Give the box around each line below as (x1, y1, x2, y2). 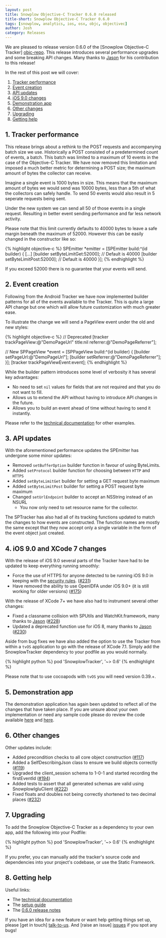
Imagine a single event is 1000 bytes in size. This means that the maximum (5, 179, 158, 185)
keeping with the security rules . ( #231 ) (12, 578, 91, 584)
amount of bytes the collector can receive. (5, 170, 92, 176)
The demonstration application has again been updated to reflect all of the (5, 701, 157, 707)
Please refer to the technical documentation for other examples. (5, 420, 136, 426)
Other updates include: (5, 744, 52, 751)
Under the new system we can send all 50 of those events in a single (5, 205, 146, 211)
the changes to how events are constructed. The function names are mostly (5, 519, 160, 525)
